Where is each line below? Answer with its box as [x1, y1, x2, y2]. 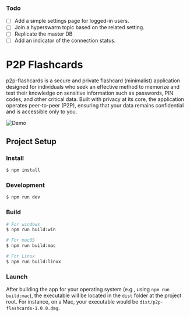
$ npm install [6, 168, 41, 173]
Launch [6, 273, 28, 281]
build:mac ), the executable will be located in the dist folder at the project [6, 292, 182, 299]
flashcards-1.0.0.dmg [6, 305, 59, 312]
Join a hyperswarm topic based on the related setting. [14, 24, 145, 31]
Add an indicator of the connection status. [14, 37, 116, 44]
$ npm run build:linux [6, 259, 61, 264]
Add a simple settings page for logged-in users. [14, 18, 129, 25]
